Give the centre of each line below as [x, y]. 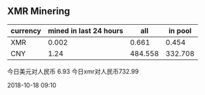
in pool [180, 30]
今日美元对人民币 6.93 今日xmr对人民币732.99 [73, 71]
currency [26, 30]
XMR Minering [39, 11]
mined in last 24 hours [86, 30]
